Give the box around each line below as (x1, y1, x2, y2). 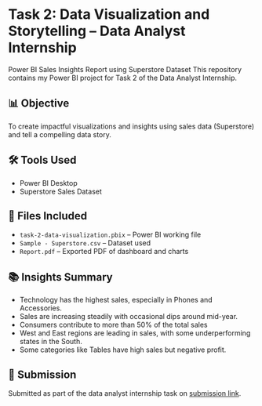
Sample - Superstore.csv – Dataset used (19, 238, 151, 248)
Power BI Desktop (19, 178, 78, 187)
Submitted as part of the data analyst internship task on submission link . (8, 389, 242, 397)
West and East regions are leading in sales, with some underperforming (19, 328, 251, 338)
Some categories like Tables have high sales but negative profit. (19, 345, 227, 354)
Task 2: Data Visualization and (8, 5, 210, 24)
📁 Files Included (8, 209, 88, 223)
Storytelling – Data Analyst (8, 22, 186, 40)
